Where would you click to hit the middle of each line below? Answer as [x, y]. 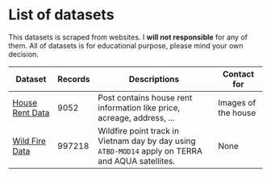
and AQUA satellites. [137, 161]
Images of [237, 102]
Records [74, 79]
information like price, [139, 108]
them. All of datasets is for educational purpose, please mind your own [126, 45]
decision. [23, 54]
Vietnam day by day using [147, 141]
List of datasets [61, 15]
